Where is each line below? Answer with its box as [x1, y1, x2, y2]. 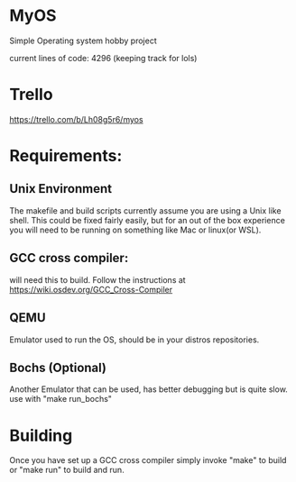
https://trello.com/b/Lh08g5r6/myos [9, 114, 143, 124]
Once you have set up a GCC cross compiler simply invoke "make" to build [9, 455, 287, 466]
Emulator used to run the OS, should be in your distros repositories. [9, 334, 260, 345]
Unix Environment [9, 181, 113, 196]
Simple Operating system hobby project [9, 35, 157, 46]
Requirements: [9, 146, 123, 167]
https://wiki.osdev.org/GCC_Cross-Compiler [9, 284, 173, 295]
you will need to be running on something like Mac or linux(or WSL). [9, 224, 262, 235]
